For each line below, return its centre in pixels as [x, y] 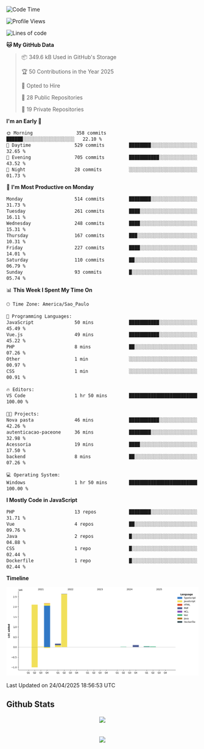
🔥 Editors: [20, 390]
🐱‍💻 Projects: [23, 414]
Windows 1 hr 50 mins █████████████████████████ [102, 482]
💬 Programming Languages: [39, 317]
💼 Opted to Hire [41, 86]
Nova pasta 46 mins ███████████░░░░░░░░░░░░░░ [102, 420]
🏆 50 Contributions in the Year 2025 [67, 71]
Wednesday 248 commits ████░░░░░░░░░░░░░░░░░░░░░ [102, 223]
